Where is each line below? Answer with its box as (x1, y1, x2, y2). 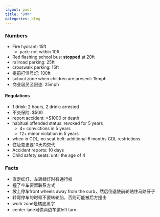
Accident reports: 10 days (12, 147, 64, 153)
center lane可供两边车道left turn (12, 207, 77, 213)
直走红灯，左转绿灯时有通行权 (12, 176, 72, 182)
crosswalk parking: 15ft (12, 64, 59, 70)
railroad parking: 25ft (12, 59, 55, 65)
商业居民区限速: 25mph (12, 81, 59, 87)
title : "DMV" (5, 12, 32, 17)
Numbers (5, 32, 28, 39)
